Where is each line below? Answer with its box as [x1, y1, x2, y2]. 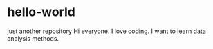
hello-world [7, 4, 76, 20]
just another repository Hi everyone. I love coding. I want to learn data [7, 27, 206, 35]
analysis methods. [7, 34, 59, 42]
